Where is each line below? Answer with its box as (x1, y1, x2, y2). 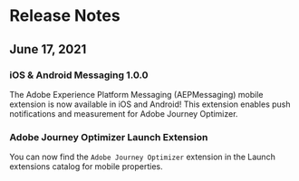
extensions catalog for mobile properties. (9, 161, 163, 172)
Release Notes (9, 5, 121, 26)
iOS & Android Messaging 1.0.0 (9, 69, 149, 81)
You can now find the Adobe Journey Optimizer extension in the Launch (9, 151, 276, 163)
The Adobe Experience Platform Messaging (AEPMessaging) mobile (9, 89, 264, 100)
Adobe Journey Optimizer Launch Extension (9, 130, 208, 143)
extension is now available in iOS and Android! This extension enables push (9, 99, 292, 110)
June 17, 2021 (9, 42, 87, 57)
